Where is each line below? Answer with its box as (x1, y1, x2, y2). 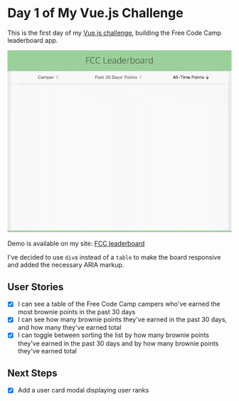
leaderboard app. (7, 36, 58, 44)
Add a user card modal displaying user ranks (17, 386, 149, 395)
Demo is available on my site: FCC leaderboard (7, 239, 145, 247)
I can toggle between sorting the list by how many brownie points (17, 331, 210, 339)
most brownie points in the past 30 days (17, 308, 136, 316)
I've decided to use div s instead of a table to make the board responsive (7, 252, 221, 261)
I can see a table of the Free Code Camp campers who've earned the (17, 300, 221, 309)
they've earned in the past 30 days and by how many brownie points (17, 339, 219, 348)
